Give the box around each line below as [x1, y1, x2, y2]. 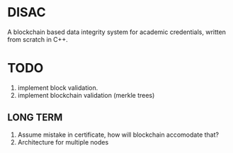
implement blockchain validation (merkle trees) [17, 91, 155, 99]
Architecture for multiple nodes [17, 137, 109, 146]
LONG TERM [7, 111, 63, 124]
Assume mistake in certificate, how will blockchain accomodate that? [17, 130, 220, 139]
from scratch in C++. [7, 35, 69, 43]
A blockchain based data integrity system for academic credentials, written [7, 28, 227, 36]
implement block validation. [17, 83, 98, 92]
